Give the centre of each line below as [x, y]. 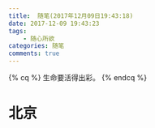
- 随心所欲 [39, 38]
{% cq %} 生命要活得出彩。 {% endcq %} [78, 77]
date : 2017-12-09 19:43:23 [54, 23]
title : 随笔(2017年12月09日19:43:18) [71, 16]
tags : [17, 31]
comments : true [34, 53]
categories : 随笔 [37, 46]
